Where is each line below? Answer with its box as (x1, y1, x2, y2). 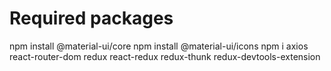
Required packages (9, 7, 174, 30)
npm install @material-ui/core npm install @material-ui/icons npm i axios (9, 40, 309, 52)
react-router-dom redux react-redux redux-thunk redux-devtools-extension (9, 50, 321, 62)
